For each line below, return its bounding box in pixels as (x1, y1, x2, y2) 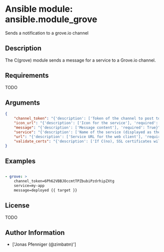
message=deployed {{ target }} (14, 187, 78, 193)
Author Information (5, 229, 65, 237)
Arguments (5, 98, 41, 107)
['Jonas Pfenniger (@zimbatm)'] (12, 241, 77, 248)
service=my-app (14, 183, 45, 188)
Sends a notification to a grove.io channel (5, 30, 89, 36)
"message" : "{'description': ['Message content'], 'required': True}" (14, 125, 161, 130)
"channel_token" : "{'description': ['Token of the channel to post (14, 116, 154, 121)
